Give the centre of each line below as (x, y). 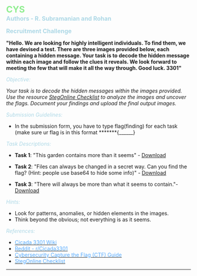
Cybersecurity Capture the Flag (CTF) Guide (68, 255)
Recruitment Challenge (39, 31)
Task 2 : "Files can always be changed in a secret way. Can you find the (101, 167)
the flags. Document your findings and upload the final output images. (91, 103)
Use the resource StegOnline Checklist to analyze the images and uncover (96, 97)
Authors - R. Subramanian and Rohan (59, 19)
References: (21, 231)
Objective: (18, 79)
